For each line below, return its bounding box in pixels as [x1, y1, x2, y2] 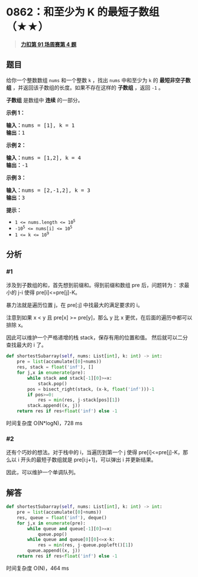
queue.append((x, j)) [27, 547, 81, 554]
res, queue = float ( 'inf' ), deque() [17, 514, 108, 520]
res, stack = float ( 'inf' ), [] [17, 364, 94, 370]
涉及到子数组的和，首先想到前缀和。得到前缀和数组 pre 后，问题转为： [6, 282, 178, 289]
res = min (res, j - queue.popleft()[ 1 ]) [37, 542, 134, 548]
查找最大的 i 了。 [6, 341, 47, 348]
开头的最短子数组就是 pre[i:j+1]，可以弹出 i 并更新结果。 [20, 456, 157, 464]
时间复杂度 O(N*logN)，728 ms [6, 420, 83, 427]
